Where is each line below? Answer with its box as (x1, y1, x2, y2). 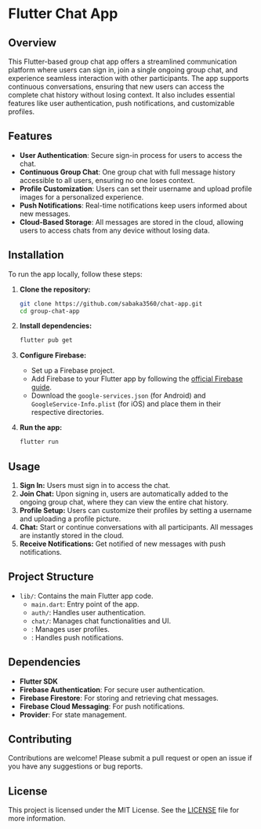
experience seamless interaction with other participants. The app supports (8, 74, 249, 83)
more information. (8, 814, 66, 823)
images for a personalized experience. (19, 192, 144, 201)
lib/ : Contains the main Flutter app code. (19, 591, 154, 600)
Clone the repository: (19, 284, 91, 294)
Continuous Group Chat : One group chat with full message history (19, 167, 236, 177)
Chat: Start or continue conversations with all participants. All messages (19, 522, 253, 531)
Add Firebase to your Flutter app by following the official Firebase (31, 374, 243, 383)
